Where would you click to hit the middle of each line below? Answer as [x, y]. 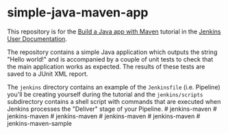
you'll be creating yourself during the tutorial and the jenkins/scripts [105, 94]
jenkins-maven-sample [40, 123]
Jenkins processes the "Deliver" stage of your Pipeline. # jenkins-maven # [112, 109]
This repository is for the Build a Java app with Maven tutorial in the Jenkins [114, 31]
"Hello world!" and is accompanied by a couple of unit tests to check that [110, 59]
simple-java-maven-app [78, 13]
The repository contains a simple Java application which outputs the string [112, 52]
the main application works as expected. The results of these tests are [106, 66]
